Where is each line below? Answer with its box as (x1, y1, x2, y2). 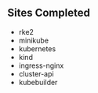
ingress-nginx (18, 61, 64, 70)
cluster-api (18, 69, 54, 78)
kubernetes (18, 43, 56, 54)
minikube (18, 35, 49, 45)
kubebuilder (18, 77, 58, 87)
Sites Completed (7, 6, 91, 20)
